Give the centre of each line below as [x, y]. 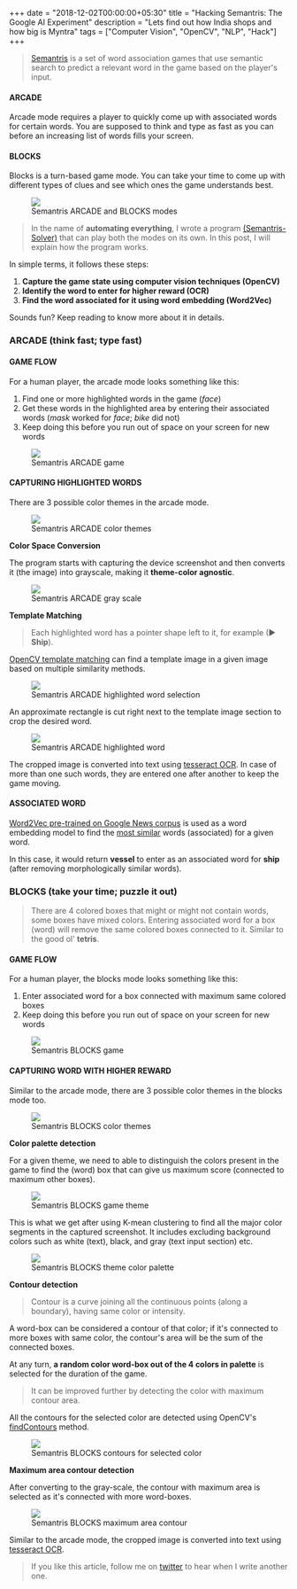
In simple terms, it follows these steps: [79, 264]
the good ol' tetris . [65, 939]
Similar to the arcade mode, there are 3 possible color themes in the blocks [146, 1090]
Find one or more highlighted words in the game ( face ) [122, 399]
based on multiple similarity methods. [77, 668]
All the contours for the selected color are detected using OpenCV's [133, 1417]
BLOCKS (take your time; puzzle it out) [93, 892]
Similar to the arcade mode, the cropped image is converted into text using [145, 1539]
